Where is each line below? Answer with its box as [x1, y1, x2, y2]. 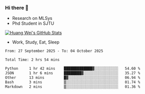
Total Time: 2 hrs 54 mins [5, 58, 60, 63]
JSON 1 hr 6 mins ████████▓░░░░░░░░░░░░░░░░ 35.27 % [5, 70, 140, 76]
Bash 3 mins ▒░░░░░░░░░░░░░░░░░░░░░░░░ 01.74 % [5, 79, 140, 84]
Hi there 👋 [5, 4, 29, 11]
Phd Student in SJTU [12, 20, 54, 26]
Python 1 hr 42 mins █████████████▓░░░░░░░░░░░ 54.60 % [5, 66, 140, 71]
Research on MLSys [12, 16, 53, 21]
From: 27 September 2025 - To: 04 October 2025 [5, 48, 104, 54]
